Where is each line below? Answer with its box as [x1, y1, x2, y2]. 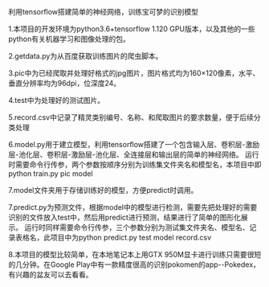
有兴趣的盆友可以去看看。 [8, 270, 93, 279]
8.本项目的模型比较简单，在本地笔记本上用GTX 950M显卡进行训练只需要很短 [8, 250, 262, 259]
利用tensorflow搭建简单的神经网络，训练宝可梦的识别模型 [8, 7, 199, 16]
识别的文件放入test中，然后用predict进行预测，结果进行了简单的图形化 [8, 212, 241, 222]
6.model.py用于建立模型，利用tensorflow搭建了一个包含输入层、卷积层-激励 [8, 140, 259, 149]
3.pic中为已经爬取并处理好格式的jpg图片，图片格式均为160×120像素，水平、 [8, 68, 260, 78]
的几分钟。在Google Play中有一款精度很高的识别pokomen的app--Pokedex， [8, 260, 261, 269]
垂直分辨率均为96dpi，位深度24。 [8, 79, 121, 88]
